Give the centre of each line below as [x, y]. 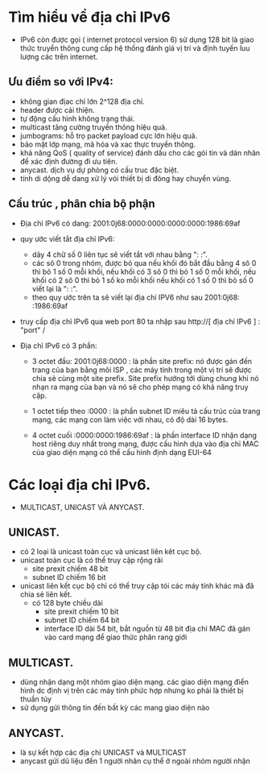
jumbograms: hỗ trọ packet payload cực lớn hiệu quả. [109, 135]
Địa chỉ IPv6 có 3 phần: [58, 346]
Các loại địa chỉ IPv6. [80, 484]
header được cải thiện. [57, 110]
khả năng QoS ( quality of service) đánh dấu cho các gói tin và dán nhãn [140, 152]
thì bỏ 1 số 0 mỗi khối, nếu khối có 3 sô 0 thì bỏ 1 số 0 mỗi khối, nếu [144, 271]
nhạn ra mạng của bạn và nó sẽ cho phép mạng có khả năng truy [140, 387]
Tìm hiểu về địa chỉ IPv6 [89, 17]
